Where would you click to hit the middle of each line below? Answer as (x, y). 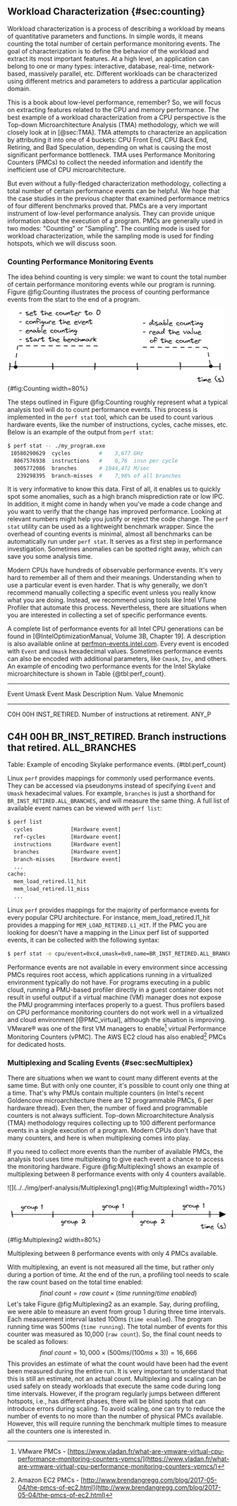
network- (201, 66)
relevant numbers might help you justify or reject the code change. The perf (118, 519)
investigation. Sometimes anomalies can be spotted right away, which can (115, 549)
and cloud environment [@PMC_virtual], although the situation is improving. (117, 1019)
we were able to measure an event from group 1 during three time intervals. (116, 1312)
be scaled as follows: (38, 1342)
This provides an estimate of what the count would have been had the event (118, 1364)
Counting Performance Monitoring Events (80, 262)
